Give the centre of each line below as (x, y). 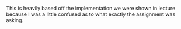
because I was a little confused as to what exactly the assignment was (91, 14)
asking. (15, 20)
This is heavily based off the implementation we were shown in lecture (91, 8)
